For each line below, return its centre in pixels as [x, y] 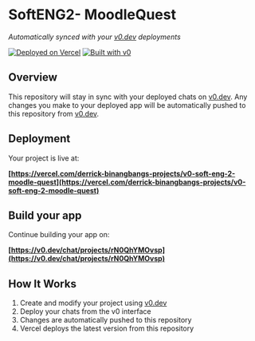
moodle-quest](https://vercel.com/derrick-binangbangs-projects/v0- [127, 182]
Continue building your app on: [59, 235]
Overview [33, 77]
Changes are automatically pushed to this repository [106, 320]
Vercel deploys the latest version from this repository [107, 328]
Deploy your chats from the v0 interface [85, 311]
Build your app [45, 215]
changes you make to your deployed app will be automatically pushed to [127, 105]
